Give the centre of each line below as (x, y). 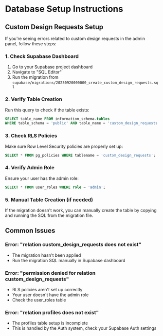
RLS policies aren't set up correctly (47, 289)
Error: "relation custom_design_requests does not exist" (73, 245)
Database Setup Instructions (64, 9)
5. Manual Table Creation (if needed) (49, 199)
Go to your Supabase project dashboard (52, 67)
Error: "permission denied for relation (50, 273)
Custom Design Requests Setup (54, 27)
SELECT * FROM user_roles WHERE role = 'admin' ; (55, 187)
